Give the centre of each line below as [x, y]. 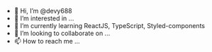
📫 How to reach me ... [47, 41]
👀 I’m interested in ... [44, 18]
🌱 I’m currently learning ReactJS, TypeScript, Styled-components [110, 26]
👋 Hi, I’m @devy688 [43, 11]
